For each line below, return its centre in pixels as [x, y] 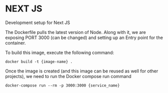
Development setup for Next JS [38, 22]
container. [16, 42]
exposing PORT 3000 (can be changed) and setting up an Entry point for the [84, 37]
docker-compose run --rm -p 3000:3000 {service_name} [63, 85]
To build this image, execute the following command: [60, 52]
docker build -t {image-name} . [39, 61]
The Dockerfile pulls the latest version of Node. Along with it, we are [76, 32]
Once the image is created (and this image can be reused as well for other [82, 71]
